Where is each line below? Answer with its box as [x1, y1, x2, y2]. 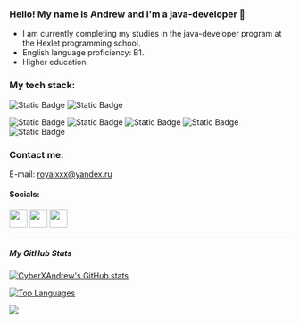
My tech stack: [9, 79, 76, 92]
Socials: [9, 189, 40, 200]
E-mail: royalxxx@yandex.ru [9, 169, 112, 179]
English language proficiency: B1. [21, 47, 145, 58]
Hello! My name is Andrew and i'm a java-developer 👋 [9, 8, 246, 21]
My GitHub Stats [9, 247, 72, 258]
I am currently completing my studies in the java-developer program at [21, 29, 282, 39]
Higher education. [21, 57, 89, 68]
